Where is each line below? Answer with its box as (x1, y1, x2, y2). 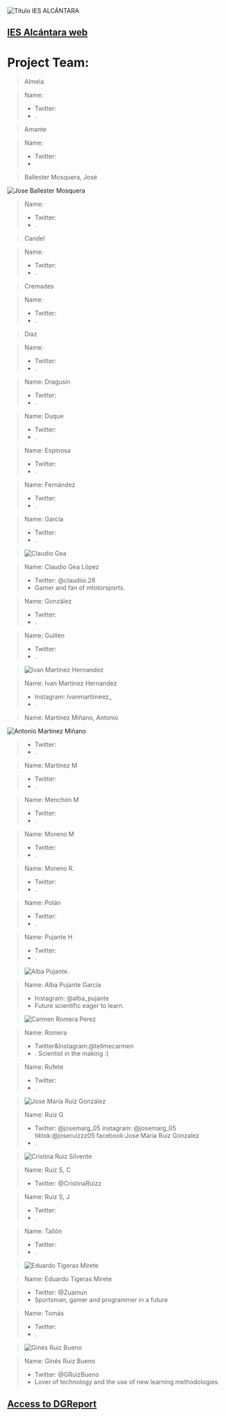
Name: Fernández (24, 480, 76, 489)
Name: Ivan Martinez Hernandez (24, 679, 117, 687)
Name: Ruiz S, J (24, 1193, 70, 1201)
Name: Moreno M (24, 830, 75, 838)
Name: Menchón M (24, 796, 80, 804)
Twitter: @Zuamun (34, 1288, 88, 1296)
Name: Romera (24, 1029, 67, 1037)
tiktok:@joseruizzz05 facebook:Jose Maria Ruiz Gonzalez (34, 1132, 200, 1140)
